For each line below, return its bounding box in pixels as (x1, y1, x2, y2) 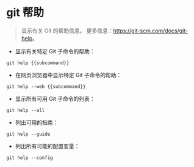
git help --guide (6, 131, 51, 137)
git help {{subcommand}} (6, 59, 70, 66)
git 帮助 (6, 6, 45, 20)
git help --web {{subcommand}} (6, 83, 86, 89)
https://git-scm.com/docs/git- (113, 27, 188, 34)
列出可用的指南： (15, 119, 59, 126)
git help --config (6, 154, 53, 161)
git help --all (6, 107, 45, 113)
